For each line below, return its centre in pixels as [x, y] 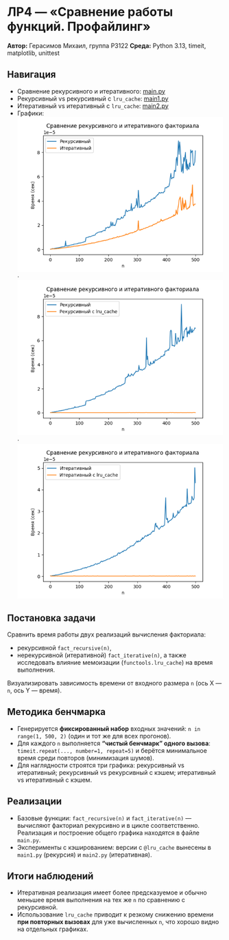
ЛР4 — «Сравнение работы [90, 12]
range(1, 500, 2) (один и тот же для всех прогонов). [94, 736]
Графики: [31, 113]
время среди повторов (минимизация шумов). [85, 758]
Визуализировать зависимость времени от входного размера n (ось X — [114, 683]
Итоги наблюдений [50, 876]
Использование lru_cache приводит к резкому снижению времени [115, 915]
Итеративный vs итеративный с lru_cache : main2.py [93, 106]
